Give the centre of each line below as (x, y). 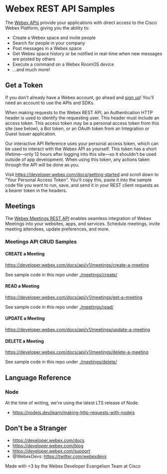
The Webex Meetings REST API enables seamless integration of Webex (78, 218)
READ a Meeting (22, 286)
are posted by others (34, 59)
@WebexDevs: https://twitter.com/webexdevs (60, 456)
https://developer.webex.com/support (51, 451)
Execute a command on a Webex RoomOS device (63, 64)
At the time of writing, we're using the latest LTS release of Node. (72, 403)
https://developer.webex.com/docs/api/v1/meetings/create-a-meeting (77, 265)
